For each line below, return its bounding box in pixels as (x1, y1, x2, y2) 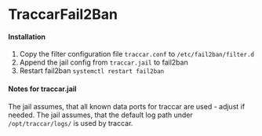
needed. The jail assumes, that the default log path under (8, 110, 194, 119)
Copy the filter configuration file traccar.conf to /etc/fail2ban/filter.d (19, 50, 255, 59)
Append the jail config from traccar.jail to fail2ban (19, 57, 188, 68)
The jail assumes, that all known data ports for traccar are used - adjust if (8, 101, 246, 111)
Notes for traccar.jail (8, 84, 77, 94)
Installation (8, 31, 45, 41)
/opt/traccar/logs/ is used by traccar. (8, 118, 133, 127)
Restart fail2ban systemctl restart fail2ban (19, 66, 165, 75)
